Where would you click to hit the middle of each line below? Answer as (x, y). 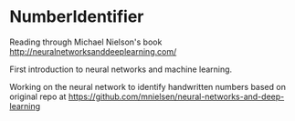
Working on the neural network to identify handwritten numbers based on (147, 86)
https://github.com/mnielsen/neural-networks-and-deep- (176, 96)
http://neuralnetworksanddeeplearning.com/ (93, 51)
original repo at (38, 96)
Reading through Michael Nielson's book (86, 42)
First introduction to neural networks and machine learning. (121, 69)
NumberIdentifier (77, 17)
